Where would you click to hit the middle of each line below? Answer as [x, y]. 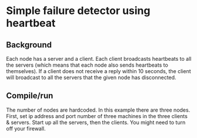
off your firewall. [26, 128]
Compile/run [30, 96]
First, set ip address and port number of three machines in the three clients [97, 116]
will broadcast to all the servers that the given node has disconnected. [91, 77]
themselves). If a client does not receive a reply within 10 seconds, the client [98, 71]
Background [29, 45]
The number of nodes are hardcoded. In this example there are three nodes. [98, 110]
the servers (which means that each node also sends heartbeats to [87, 65]
